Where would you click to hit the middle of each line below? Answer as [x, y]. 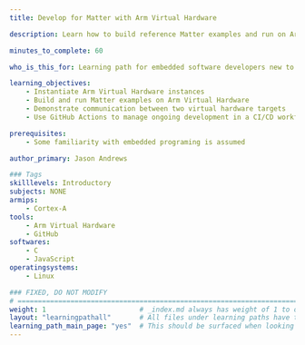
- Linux [40, 276]
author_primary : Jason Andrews [69, 158]
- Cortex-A [46, 208]
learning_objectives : [50, 84]
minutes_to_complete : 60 [56, 51]
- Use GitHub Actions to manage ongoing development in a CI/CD [150, 117]
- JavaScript [50, 260]
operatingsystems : [44, 268]
